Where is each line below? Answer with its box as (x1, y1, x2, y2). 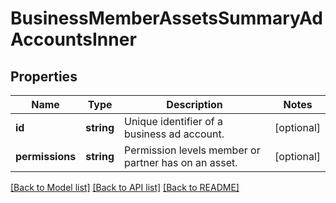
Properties (10, 68, 78, 85)
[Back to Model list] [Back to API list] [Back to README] (10, 182, 240, 193)
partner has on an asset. (124, 156, 238, 169)
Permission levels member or (124, 143, 261, 157)
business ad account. (124, 127, 225, 141)
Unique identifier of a (124, 115, 223, 128)
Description (166, 98, 223, 111)
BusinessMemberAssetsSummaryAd (10, 7, 323, 30)
